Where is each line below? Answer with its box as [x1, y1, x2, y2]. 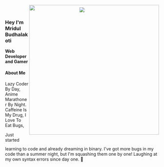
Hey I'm [5, 19, 24, 25]
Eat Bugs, [5, 122, 24, 128]
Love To [5, 117, 21, 123]
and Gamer [5, 59, 28, 64]
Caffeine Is [5, 106, 27, 112]
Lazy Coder [5, 81, 28, 86]
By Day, [5, 86, 21, 92]
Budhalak [5, 31, 28, 38]
